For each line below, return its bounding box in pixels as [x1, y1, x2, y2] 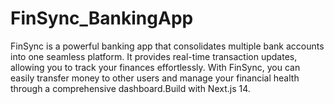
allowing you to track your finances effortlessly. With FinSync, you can [10, 61, 301, 73]
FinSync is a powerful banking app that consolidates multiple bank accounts [10, 40, 325, 52]
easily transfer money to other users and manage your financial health [10, 72, 300, 84]
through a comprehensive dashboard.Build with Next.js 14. [10, 82, 251, 94]
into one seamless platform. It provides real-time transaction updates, [10, 50, 298, 62]
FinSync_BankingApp [10, 7, 194, 30]
